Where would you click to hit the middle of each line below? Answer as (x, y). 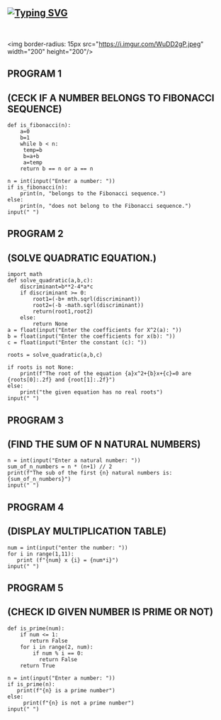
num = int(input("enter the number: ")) (68, 548)
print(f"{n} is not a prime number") (79, 703)
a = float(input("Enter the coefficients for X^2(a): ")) (95, 331)
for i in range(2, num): (57, 647)
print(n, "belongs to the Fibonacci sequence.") (93, 194)
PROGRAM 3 (35, 420)
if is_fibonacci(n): (38, 188)
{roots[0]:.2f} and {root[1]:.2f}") (61, 380)
